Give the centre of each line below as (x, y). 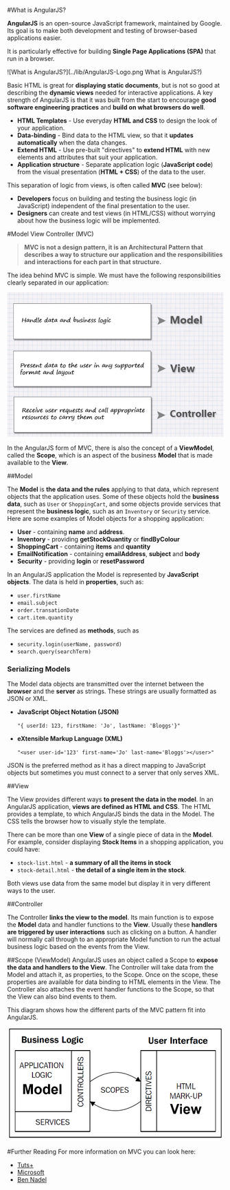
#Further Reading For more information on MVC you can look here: (101, 1152)
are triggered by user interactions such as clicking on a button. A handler (112, 932)
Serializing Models (39, 669)
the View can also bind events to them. (62, 997)
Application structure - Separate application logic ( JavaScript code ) (115, 164)
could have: (24, 850)
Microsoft (31, 1172)
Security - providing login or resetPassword (81, 561)
